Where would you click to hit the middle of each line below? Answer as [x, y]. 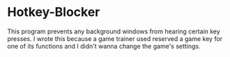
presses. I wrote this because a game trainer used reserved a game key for [115, 38]
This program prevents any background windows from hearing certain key [114, 31]
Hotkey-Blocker [54, 12]
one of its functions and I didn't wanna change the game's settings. [104, 46]
